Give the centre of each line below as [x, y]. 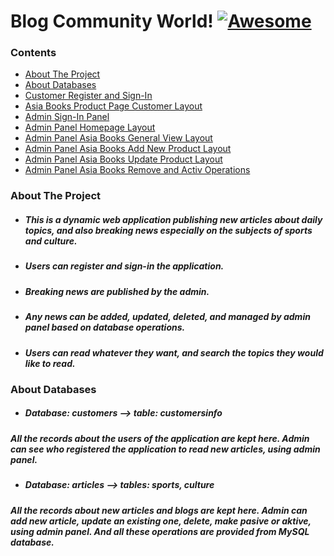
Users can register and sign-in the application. [124, 266]
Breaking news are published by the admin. [117, 291]
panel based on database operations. [105, 327]
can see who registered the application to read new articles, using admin [165, 449]
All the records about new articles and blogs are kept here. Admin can [159, 510]
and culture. [51, 241]
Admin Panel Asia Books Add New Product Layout [128, 149]
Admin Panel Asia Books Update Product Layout [123, 159]
